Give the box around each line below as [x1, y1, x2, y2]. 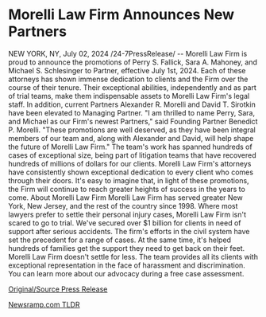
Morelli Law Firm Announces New [8, 6, 235, 24]
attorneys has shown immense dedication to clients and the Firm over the [8, 74, 249, 84]
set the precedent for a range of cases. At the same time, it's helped [8, 235, 232, 245]
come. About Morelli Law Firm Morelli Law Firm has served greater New [8, 193, 244, 202]
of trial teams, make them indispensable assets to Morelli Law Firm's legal [8, 91, 250, 100]
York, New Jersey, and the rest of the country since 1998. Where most [8, 201, 238, 210]
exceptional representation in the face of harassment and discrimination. [8, 260, 246, 270]
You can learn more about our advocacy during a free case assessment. [8, 268, 245, 278]
